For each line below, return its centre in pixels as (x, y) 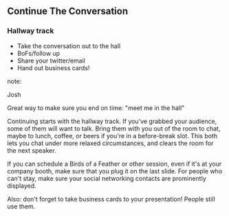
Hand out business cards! (53, 67)
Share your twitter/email (51, 61)
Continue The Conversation (68, 11)
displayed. (22, 186)
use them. (21, 206)
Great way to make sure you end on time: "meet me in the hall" (96, 108)
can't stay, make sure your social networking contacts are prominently (107, 178)
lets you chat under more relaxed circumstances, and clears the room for (110, 143)
